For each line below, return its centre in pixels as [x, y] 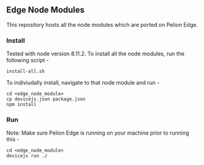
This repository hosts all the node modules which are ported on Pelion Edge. [102, 24]
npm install [21, 105]
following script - [28, 60]
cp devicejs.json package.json [46, 99]
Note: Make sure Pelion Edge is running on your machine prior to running [98, 133]
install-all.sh [26, 72]
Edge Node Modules [46, 10]
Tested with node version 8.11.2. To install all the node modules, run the [95, 54]
